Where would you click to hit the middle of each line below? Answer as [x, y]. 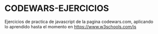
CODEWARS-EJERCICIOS [57, 8]
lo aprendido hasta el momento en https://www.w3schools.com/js [70, 26]
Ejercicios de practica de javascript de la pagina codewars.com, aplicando [79, 22]
